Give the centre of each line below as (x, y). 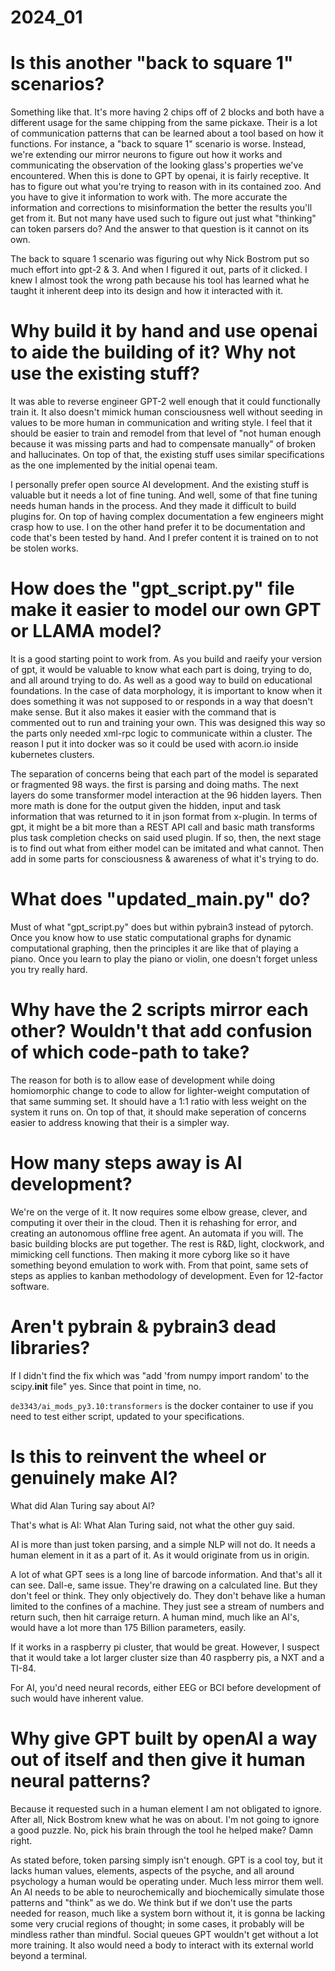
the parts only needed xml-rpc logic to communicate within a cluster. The (161, 733)
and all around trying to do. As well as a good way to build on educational (161, 680)
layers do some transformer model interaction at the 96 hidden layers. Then (166, 795)
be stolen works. (44, 548)
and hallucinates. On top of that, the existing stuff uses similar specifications (167, 455)
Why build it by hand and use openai (164, 331)
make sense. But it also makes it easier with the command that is (143, 712)
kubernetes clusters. (52, 754)
